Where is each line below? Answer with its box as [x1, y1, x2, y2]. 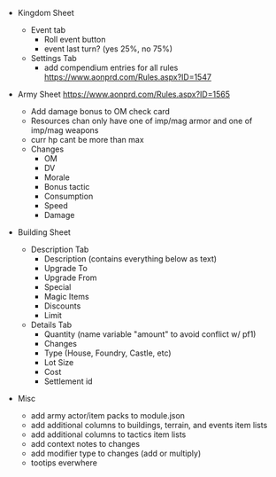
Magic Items [43, 292, 90, 301]
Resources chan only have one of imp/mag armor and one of [30, 115, 253, 126]
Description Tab [30, 244, 89, 254]
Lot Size [43, 357, 74, 367]
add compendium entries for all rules [43, 62, 179, 73]
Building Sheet [17, 227, 71, 238]
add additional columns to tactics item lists [30, 429, 187, 440]
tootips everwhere [30, 457, 97, 468]
